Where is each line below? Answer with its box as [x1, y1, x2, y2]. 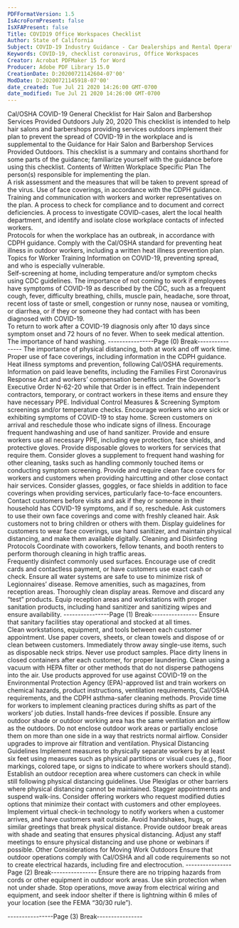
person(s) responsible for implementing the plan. [7, 171, 151, 179]
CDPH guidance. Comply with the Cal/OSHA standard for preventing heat [7, 238, 223, 247]
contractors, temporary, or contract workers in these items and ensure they [7, 390, 228, 399]
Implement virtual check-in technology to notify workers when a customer [7, 807, 225, 816]
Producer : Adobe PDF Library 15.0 [7, 64, 110, 71]
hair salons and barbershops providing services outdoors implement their [7, 125, 223, 133]
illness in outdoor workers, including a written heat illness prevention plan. [7, 246, 225, 255]
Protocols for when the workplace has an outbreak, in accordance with [7, 231, 216, 240]
